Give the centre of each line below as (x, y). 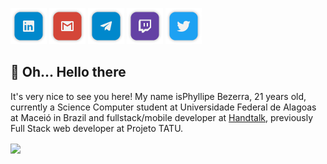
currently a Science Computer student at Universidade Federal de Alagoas (163, 107)
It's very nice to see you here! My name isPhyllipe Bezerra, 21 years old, (158, 96)
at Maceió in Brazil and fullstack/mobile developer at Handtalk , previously (162, 117)
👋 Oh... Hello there (68, 72)
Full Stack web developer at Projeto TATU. (97, 128)
